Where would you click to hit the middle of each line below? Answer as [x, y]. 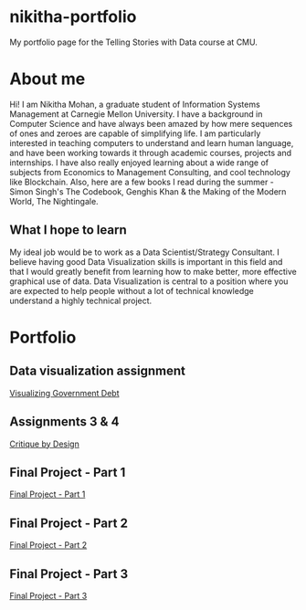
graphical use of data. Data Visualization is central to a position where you [149, 281]
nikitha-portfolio [73, 17]
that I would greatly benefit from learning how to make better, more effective [153, 271]
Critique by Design [44, 444]
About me [47, 79]
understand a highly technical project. [81, 300]
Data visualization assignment [97, 371]
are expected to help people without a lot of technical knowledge [132, 290]
